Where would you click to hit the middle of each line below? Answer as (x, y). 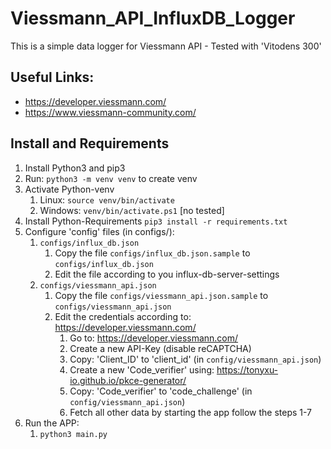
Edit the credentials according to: (123, 316)
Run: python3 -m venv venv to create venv (111, 178)
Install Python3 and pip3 (75, 168)
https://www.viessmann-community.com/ (110, 112)
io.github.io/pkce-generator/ (128, 380)
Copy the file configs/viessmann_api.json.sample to (161, 295)
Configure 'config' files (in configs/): (99, 231)
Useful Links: (52, 77)
